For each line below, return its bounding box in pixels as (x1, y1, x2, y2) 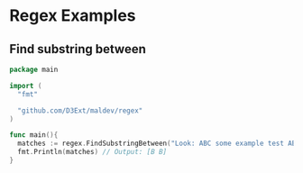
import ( (9, 81, 42, 90)
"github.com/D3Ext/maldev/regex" (17, 105, 143, 115)
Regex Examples (9, 5, 137, 26)
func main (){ (9, 131, 59, 140)
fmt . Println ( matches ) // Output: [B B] (17, 148, 168, 157)
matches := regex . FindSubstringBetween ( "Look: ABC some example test (17, 139, 284, 149)
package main (9, 65, 59, 74)
